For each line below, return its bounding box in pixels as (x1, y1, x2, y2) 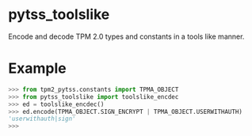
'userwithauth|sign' (8, 115, 77, 123)
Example (8, 59, 67, 77)
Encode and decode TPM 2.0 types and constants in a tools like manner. (8, 32, 245, 41)
